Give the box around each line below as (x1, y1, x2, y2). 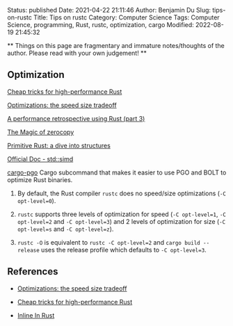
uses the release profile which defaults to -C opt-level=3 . (40, 245, 207, 254)
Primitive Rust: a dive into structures (7, 141, 111, 149)
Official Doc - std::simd (7, 154, 74, 163)
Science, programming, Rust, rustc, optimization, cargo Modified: (7, 21, 195, 28)
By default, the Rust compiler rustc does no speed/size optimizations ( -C (17, 189, 226, 197)
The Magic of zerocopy (7, 128, 74, 136)
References (7, 266, 58, 277)
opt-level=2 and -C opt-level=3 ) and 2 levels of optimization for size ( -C (17, 217, 226, 225)
